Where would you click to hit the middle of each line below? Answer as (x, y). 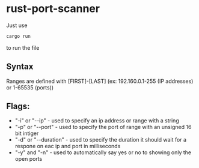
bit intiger (27, 133)
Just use (17, 25)
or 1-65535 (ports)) (30, 87)
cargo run (19, 36)
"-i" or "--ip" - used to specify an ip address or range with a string (97, 121)
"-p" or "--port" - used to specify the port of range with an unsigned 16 (103, 127)
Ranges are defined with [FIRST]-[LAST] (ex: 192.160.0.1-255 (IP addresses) (100, 81)
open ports (29, 159)
